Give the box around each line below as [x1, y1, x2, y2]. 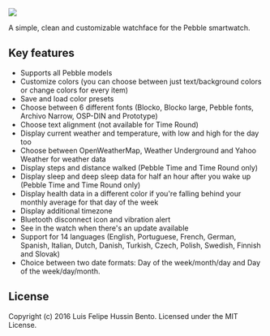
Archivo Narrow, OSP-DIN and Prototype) [19, 110, 158, 121]
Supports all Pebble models [19, 67, 113, 77]
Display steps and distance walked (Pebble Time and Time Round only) [19, 162, 258, 172]
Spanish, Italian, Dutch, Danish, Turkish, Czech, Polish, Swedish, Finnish [19, 240, 261, 250]
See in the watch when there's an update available [19, 223, 189, 233]
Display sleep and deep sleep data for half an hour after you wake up [19, 171, 251, 181]
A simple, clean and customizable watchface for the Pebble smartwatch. [8, 23, 251, 32]
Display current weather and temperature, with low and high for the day [19, 128, 259, 138]
